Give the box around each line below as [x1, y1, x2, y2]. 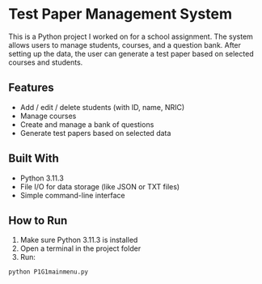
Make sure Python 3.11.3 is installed [19, 235, 138, 245]
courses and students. [8, 57, 83, 67]
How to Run [8, 214, 68, 227]
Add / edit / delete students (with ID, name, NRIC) [19, 102, 185, 112]
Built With [8, 151, 59, 166]
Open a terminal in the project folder [19, 244, 142, 253]
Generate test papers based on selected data [19, 128, 171, 138]
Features [8, 81, 54, 95]
